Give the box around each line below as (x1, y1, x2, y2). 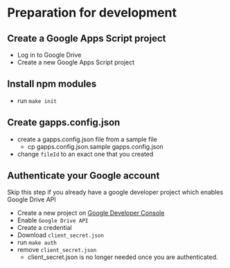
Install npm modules (7, 78, 97, 90)
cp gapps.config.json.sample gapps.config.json (27, 142, 164, 150)
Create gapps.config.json (7, 116, 121, 129)
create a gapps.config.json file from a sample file (17, 135, 157, 143)
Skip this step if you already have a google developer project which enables (7, 188, 224, 197)
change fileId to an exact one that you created (17, 150, 154, 158)
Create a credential (17, 224, 72, 232)
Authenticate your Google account (7, 170, 160, 181)
